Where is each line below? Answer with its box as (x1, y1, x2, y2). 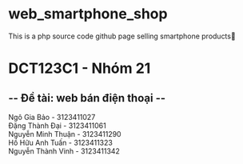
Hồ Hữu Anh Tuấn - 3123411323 (8, 138, 114, 147)
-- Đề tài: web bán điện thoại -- (8, 91, 166, 105)
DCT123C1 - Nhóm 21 (8, 59, 151, 78)
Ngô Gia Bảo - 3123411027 (8, 112, 96, 122)
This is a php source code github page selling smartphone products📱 (8, 31, 236, 41)
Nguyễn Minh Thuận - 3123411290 (8, 129, 121, 138)
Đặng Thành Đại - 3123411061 (8, 121, 106, 130)
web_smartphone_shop (8, 5, 168, 23)
